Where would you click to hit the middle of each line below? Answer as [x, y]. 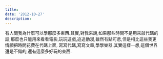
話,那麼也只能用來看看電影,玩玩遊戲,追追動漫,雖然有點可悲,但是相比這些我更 [81, 39]
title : [12, 10]
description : [18, 19]
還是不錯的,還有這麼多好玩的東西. [39, 51]
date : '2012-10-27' [25, 14]
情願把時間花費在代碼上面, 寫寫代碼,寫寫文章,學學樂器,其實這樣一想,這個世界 [81, 45]
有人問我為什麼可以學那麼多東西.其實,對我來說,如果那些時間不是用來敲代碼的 [82, 33]
